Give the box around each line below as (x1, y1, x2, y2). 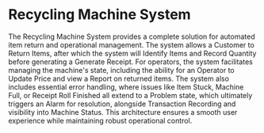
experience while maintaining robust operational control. (8, 116, 193, 125)
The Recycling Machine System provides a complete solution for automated (8, 32, 255, 41)
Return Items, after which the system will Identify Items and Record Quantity (8, 48, 257, 58)
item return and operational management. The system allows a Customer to (8, 40, 255, 49)
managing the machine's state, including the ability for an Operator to (8, 65, 235, 74)
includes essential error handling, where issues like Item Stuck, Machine (8, 82, 244, 92)
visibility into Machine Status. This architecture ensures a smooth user (8, 107, 238, 116)
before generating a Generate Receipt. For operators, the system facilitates (8, 57, 254, 66)
